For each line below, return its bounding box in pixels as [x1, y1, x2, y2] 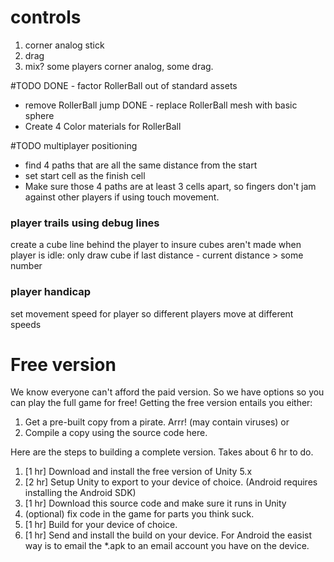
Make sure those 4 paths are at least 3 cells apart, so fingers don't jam [24, 180, 317, 192]
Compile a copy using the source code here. [24, 427, 208, 439]
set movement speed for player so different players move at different [10, 307, 294, 320]
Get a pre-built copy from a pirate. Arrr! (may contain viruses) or [24, 416, 290, 428]
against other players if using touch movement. [24, 191, 220, 203]
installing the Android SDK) [24, 487, 137, 499]
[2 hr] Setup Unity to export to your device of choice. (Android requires [24, 476, 318, 488]
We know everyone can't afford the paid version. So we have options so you [10, 386, 325, 398]
